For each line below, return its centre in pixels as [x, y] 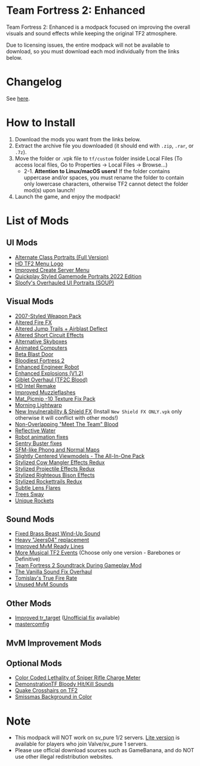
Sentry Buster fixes [39, 443]
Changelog [34, 82]
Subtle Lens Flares [38, 488]
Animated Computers [41, 347]
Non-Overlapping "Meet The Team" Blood [67, 424]
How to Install [41, 123]
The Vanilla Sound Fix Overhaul [53, 572]
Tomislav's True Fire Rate [46, 578]
